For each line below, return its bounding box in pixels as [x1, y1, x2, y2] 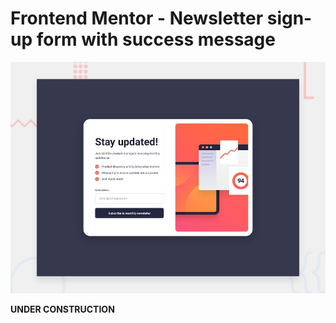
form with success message [36, 28, 276, 51]
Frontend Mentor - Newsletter [10, 7, 264, 30]
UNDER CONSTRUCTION [10, 303, 115, 315]
